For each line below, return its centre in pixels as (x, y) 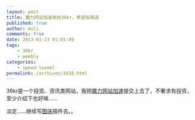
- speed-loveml (36, 67)
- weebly (28, 56)
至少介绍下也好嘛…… (32, 98)
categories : (21, 62)
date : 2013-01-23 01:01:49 (40, 40)
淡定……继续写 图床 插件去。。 (41, 111)
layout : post (23, 12)
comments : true (25, 34)
